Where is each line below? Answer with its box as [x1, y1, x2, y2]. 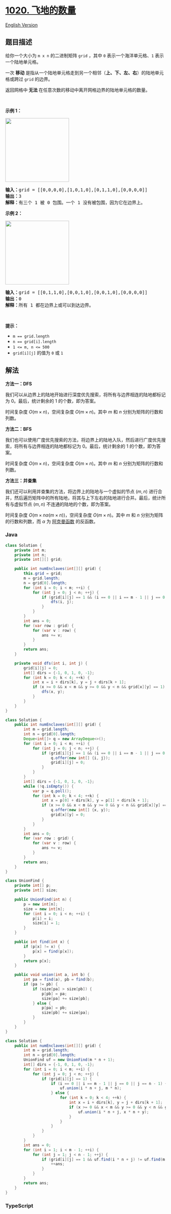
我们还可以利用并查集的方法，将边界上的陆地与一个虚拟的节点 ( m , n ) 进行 [5, 488, 158, 495]
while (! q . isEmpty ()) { [23, 784, 74, 789]
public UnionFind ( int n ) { [14, 897, 72, 902]
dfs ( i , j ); [50, 600, 74, 605]
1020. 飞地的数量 [5, 5, 76, 16]
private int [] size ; [14, 888, 58, 893]
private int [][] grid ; [14, 557, 63, 562]
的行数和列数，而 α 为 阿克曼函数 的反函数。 [5, 518, 98, 524]
